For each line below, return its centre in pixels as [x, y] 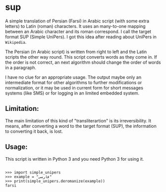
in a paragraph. [21, 67]
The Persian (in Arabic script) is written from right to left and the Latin [76, 52]
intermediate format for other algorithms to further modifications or [74, 82]
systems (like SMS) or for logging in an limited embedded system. [72, 93]
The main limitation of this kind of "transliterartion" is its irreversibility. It [78, 120]
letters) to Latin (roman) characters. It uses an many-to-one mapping [75, 26]
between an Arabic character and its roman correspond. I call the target [78, 31]
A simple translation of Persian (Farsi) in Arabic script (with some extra [77, 21]
